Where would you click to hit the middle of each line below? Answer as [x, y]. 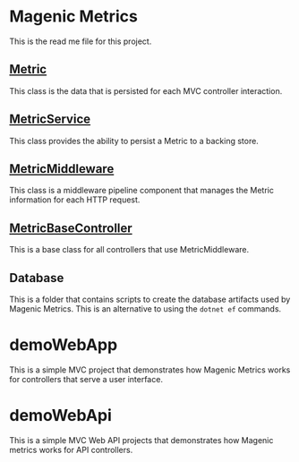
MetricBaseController [71, 228]
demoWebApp [64, 345]
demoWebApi [60, 416]
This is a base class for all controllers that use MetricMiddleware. [129, 250]
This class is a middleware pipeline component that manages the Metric [142, 191]
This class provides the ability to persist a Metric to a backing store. [134, 141]
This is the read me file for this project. [81, 41]
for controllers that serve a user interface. [86, 379]
